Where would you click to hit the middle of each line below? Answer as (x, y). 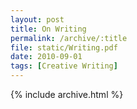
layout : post (37, 19)
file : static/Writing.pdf (64, 47)
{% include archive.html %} (67, 94)
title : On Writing (48, 29)
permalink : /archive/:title (69, 38)
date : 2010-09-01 (46, 57)
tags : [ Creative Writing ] (64, 66)
